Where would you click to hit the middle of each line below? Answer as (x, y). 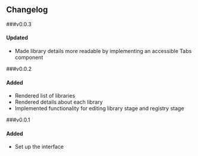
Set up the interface (39, 147)
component (29, 57)
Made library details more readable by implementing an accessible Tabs (103, 51)
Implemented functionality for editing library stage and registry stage (99, 108)
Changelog (27, 10)
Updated (17, 38)
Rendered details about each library (59, 102)
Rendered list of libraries (45, 96)
